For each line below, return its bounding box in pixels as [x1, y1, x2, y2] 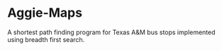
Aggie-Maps [7, 5, 83, 21]
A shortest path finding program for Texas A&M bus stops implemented [7, 28, 216, 36]
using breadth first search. [7, 35, 85, 43]
